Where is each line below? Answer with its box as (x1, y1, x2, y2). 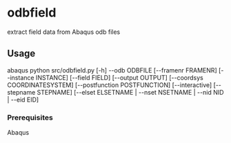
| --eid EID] (7, 95, 39, 104)
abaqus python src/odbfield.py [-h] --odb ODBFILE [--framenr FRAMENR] (7, 66, 217, 74)
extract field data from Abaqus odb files (7, 28, 121, 36)
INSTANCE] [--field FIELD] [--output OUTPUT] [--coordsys (35, 73, 203, 82)
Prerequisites (7, 113, 53, 122)
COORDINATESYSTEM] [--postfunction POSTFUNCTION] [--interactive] (7, 81, 212, 89)
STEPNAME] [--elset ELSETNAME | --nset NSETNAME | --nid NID (37, 88, 224, 96)
